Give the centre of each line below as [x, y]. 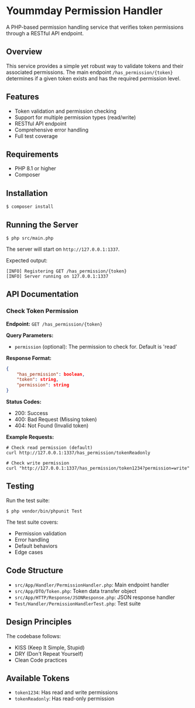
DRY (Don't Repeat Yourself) [49, 653]
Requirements [32, 154]
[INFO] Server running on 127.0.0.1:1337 [57, 277]
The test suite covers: [32, 522]
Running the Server [42, 225]
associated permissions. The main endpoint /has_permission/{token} [90, 72]
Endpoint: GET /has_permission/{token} [54, 323]
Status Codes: [24, 402]
